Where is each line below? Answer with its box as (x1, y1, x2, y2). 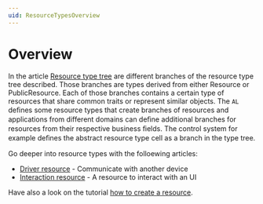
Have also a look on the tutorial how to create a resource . (8, 188, 194, 197)
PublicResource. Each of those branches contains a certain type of (8, 88, 225, 97)
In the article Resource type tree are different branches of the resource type (8, 71, 254, 81)
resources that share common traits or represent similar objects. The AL (8, 96, 239, 106)
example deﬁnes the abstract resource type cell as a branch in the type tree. (8, 133, 256, 142)
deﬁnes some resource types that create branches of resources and (8, 105, 229, 115)
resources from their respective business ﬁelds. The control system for (8, 123, 238, 133)
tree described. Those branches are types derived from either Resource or (8, 79, 250, 89)
